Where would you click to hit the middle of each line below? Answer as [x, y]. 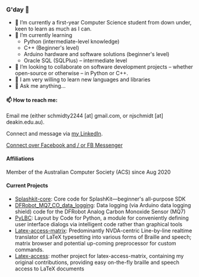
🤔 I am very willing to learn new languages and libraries [83, 79]
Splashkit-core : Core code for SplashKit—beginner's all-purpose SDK [100, 199]
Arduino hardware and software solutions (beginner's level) [97, 54]
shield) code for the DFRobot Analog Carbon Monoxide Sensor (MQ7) [100, 211]
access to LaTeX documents [49, 269]
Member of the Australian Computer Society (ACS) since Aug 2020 [88, 172]
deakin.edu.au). [25, 122]
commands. [29, 250]
